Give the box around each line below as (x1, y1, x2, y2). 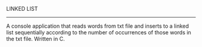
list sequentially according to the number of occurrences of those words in (6, 29, 191, 36)
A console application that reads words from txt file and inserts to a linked (6, 22, 189, 30)
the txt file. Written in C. (6, 36, 65, 42)
